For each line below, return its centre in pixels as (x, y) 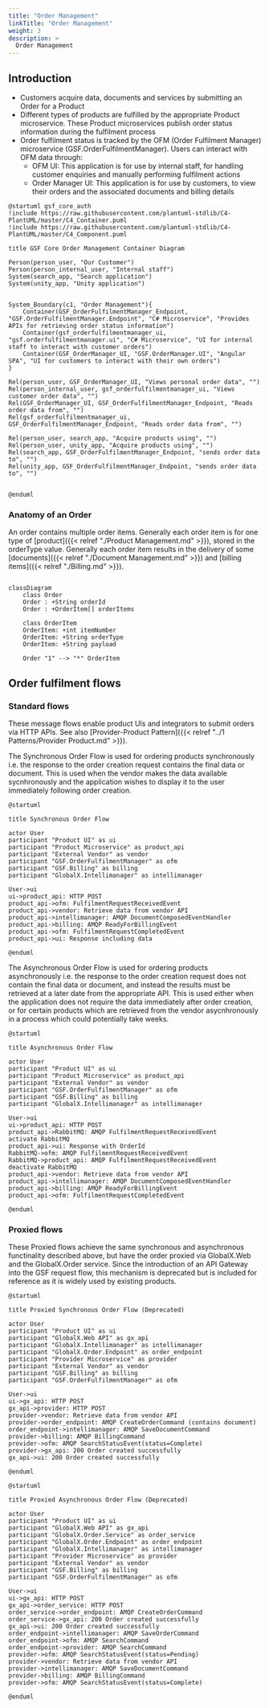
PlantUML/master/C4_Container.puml (68, 220)
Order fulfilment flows (65, 683)
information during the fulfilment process (88, 131)
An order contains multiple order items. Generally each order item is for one (133, 532)
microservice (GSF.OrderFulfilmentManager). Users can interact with (133, 149)
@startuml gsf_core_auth (50, 206)
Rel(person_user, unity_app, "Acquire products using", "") (111, 445)
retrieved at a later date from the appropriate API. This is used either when (131, 993)
